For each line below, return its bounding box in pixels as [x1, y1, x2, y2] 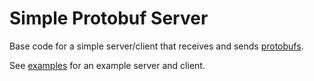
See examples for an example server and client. [9, 59, 206, 71]
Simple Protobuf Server [9, 7, 209, 30]
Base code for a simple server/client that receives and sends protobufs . [9, 40, 304, 52]
